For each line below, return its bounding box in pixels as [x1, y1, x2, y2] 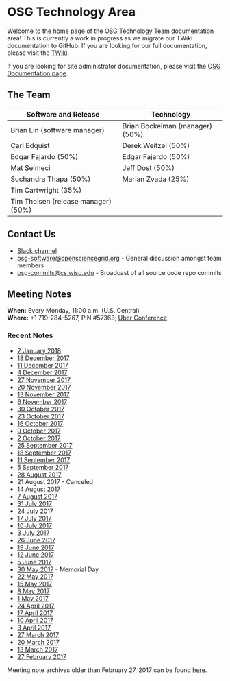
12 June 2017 [16, 550, 55, 559]
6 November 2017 [16, 397, 68, 405]
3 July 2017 [16, 529, 50, 537]
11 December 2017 [16, 361, 68, 369]
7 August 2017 [16, 492, 58, 501]
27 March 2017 [16, 630, 60, 638]
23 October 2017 [16, 412, 65, 420]
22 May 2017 [16, 572, 53, 580]
